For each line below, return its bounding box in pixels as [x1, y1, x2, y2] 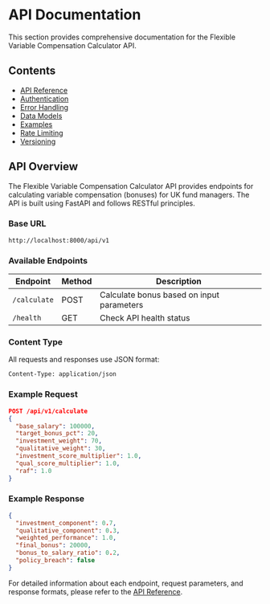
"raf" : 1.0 [15, 467, 52, 475]
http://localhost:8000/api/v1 [8, 236, 110, 244]
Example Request [8, 389, 78, 400]
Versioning [19, 137, 56, 146]
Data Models [19, 111, 63, 120]
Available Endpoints [8, 255, 88, 266]
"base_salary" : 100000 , [15, 422, 95, 431]
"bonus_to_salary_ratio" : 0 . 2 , [15, 549, 121, 557]
